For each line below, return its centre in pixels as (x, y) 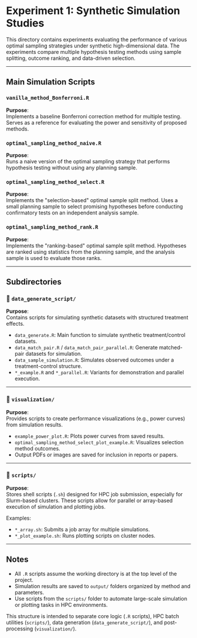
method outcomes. (37, 448)
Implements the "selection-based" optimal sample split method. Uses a (92, 200)
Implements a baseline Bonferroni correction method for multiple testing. (94, 116)
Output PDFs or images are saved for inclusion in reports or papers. (96, 455)
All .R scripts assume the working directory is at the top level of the (96, 574)
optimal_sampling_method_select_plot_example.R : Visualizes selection (99, 442)
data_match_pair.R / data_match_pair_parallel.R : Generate (86, 347)
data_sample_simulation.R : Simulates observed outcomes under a (94, 360)
